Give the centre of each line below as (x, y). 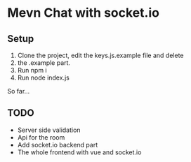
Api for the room (41, 137)
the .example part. (44, 63)
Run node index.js (44, 78)
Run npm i (32, 70)
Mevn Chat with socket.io (84, 13)
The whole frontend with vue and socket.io (79, 152)
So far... (19, 91)
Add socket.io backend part (58, 145)
